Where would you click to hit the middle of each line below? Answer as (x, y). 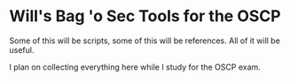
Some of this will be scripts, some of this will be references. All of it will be (145, 40)
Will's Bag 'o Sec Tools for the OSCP (145, 16)
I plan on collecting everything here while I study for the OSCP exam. (135, 67)
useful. (22, 49)
